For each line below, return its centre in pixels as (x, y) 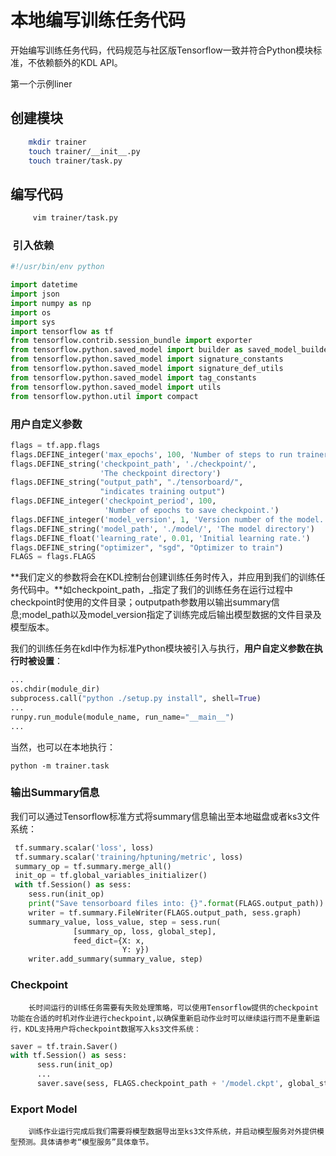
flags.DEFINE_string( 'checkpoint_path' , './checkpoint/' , (133, 464)
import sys (33, 322)
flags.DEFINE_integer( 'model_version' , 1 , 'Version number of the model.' (169, 519)
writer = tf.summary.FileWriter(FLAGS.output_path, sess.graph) (165, 912)
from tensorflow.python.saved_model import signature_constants (147, 359)
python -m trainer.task (60, 766)
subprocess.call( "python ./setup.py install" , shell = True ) (136, 699)
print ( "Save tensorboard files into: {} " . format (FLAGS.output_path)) (176, 904)
